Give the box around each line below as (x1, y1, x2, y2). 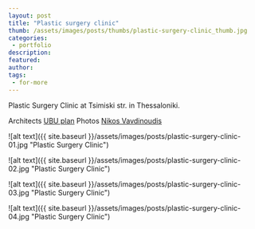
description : (8, 49, 52, 57)
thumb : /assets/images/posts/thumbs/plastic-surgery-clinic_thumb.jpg (8, 26, 248, 34)
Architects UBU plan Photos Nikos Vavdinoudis (8, 116, 162, 125)
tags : (8, 71, 26, 79)
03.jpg (8, 188, 29, 197)
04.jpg (8, 211, 29, 221)
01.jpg (8, 140, 29, 149)
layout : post (8, 11, 52, 20)
